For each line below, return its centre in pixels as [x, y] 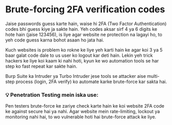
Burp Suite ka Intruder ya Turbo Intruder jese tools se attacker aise [76, 76]
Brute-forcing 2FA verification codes [85, 9]
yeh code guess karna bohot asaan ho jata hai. [55, 40]
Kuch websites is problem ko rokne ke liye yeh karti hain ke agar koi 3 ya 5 [84, 50]
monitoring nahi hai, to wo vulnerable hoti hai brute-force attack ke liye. [81, 117]
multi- [154, 76]
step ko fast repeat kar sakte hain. [41, 66]
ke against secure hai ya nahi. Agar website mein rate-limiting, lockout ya [83, 112]
